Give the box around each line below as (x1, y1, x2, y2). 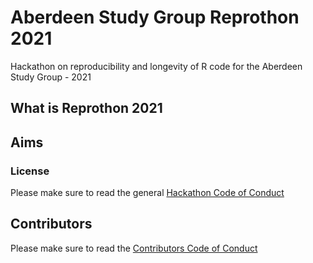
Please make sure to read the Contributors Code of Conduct (10, 242, 258, 254)
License (10, 164, 50, 178)
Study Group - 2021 (10, 71, 92, 83)
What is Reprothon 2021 (10, 100, 163, 117)
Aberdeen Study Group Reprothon (10, 6, 300, 29)
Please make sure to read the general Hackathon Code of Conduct (10, 187, 285, 199)
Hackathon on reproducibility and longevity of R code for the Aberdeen (10, 60, 303, 72)
